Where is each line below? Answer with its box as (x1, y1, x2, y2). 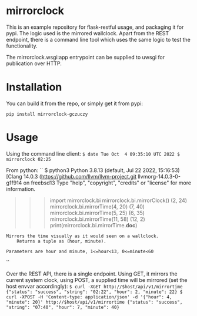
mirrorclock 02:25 (6, 156, 51, 162)
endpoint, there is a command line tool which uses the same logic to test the (6, 36, 191, 43)
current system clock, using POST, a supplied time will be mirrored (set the (6, 276, 188, 283)
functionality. (6, 42, 38, 49)
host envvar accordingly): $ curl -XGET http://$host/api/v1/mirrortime (6, 283, 183, 290)
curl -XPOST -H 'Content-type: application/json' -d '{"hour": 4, (6, 294, 172, 300)
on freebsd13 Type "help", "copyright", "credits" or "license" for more (23, 179, 192, 186)
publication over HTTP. (6, 60, 62, 67)
